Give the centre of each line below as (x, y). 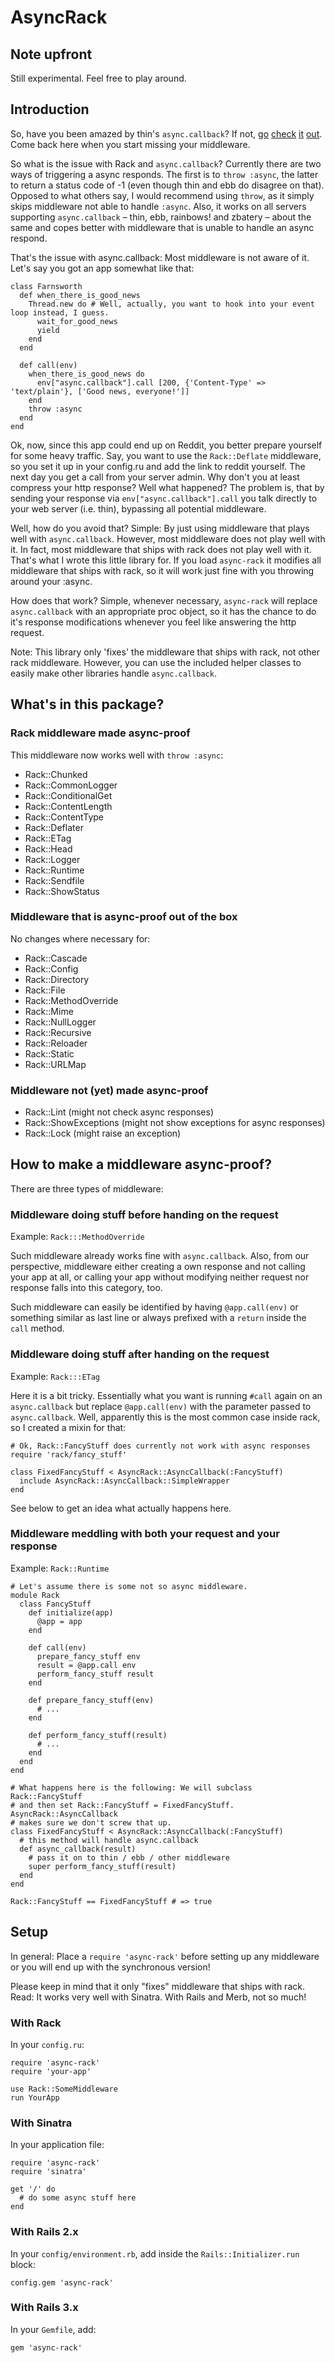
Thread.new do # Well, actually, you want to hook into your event (171, 304)
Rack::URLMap (55, 1064)
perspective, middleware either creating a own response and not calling (158, 1267)
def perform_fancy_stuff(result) (98, 1735)
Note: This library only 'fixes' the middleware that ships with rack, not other (165, 652)
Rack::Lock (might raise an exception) (103, 1133)
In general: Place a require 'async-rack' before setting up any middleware (165, 1956)
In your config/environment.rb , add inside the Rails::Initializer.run (155, 2253)
